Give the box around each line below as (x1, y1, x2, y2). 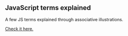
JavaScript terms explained (5, 4, 91, 12)
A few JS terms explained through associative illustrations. (5, 16, 124, 22)
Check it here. (5, 26, 33, 32)
